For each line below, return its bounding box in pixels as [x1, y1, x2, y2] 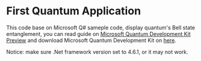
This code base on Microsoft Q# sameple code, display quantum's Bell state [6, 24, 196, 31]
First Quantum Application [6, 4, 141, 18]
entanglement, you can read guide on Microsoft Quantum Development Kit [6, 30, 191, 37]
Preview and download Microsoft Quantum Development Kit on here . [6, 36, 176, 44]
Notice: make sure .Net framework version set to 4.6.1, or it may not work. [6, 48, 188, 55]
